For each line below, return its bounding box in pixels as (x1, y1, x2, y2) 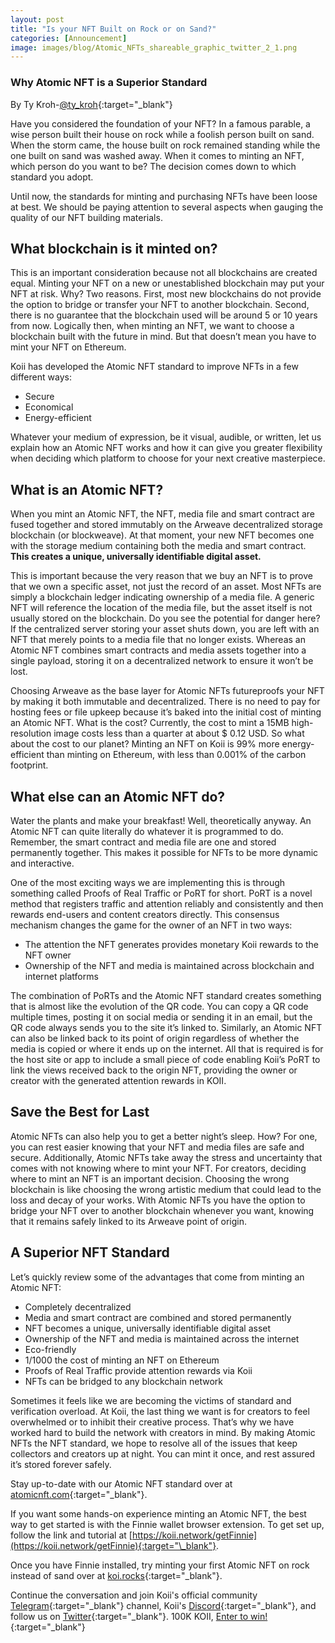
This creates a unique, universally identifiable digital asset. (10, 551, 262, 563)
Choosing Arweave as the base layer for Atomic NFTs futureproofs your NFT (10, 685, 325, 697)
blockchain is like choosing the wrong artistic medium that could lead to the (10, 1183, 322, 1195)
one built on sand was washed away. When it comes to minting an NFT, (10, 149, 305, 161)
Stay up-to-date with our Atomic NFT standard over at (10, 1477, 233, 1490)
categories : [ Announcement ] (10, 33, 128, 43)
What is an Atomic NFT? (10, 481, 164, 498)
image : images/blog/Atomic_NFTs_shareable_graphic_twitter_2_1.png (10, 42, 298, 53)
